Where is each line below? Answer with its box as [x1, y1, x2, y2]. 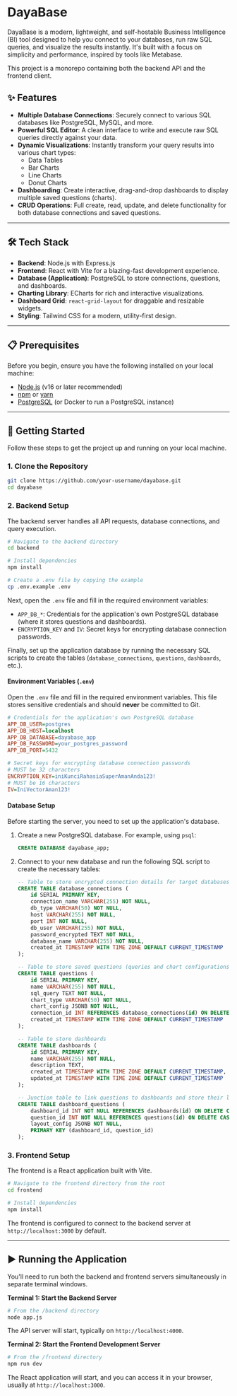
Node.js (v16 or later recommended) [17, 383, 123, 391]
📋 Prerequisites [7, 339, 80, 351]
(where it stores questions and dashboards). [17, 617, 147, 626]
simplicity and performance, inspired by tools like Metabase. [7, 50, 183, 59]
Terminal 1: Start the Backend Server [7, 1293, 117, 1302]
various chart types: [17, 148, 76, 156]
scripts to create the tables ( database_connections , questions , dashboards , [7, 653, 221, 662]
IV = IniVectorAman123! [7, 786, 71, 793]
